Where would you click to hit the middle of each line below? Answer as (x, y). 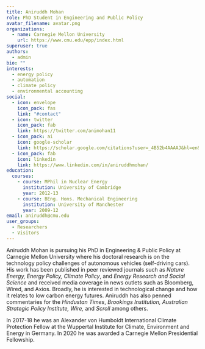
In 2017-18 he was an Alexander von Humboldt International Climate (92, 320)
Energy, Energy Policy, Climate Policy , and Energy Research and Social (95, 276)
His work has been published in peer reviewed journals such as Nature (95, 269)
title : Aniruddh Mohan (35, 12)
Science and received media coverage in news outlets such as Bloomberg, (100, 282)
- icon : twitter (32, 119)
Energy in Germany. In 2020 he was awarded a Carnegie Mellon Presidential (102, 333)
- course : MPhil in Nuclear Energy (63, 182)
